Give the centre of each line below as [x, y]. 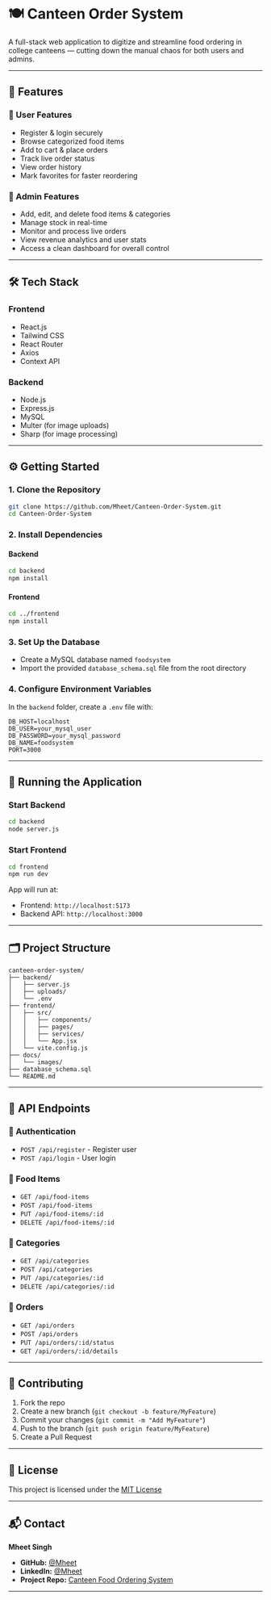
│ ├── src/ [30, 1013]
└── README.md [32, 1077]
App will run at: [33, 890]
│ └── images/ [35, 1062]
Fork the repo [43, 1403]
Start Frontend [38, 850]
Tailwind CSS [42, 335]
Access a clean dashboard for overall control [94, 248]
